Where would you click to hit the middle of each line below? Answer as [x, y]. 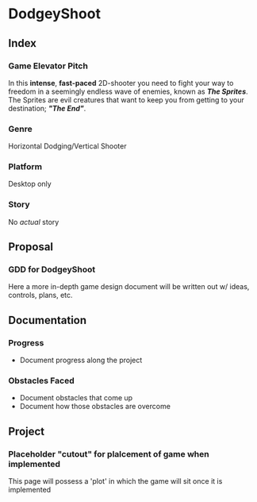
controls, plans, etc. [40, 295]
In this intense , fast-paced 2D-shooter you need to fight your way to [121, 83]
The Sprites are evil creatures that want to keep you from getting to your [126, 99]
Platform [25, 167]
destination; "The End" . [47, 108]
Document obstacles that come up [76, 398]
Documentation [48, 320]
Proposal [31, 247]
